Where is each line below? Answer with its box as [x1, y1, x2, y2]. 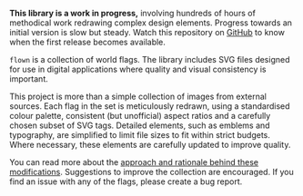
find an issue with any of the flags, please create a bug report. [9, 176, 243, 187]
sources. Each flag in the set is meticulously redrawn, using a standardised [9, 101, 290, 112]
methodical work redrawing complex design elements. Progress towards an [9, 17, 293, 28]
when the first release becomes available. [9, 36, 167, 47]
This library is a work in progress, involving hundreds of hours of [9, 8, 257, 18]
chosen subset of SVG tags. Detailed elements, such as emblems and [9, 120, 270, 131]
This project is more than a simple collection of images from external [9, 91, 267, 102]
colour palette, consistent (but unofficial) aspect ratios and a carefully [9, 111, 271, 121]
